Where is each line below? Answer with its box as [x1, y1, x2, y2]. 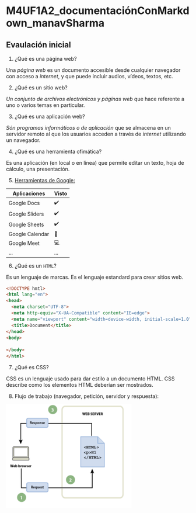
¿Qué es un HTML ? [14, 262, 57, 269]
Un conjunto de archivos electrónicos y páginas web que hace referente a [6, 95, 185, 102]
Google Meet [8, 240, 40, 247]
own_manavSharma [6, 16, 105, 30]
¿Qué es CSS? [14, 364, 49, 370]
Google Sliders [8, 210, 44, 217]
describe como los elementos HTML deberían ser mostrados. [6, 382, 153, 388]
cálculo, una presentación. [6, 165, 70, 172]
